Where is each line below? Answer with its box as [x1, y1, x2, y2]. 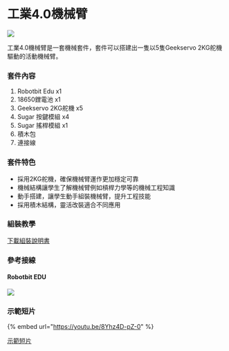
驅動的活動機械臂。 [7, 52, 62, 60]
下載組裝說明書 [7, 236, 50, 245]
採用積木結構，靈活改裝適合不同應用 [17, 200, 121, 209]
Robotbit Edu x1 [17, 87, 62, 95]
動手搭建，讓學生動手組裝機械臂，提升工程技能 [17, 191, 151, 200]
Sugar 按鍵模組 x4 [17, 113, 70, 121]
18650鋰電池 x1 [17, 95, 61, 104]
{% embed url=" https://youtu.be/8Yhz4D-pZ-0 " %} [7, 323, 154, 331]
